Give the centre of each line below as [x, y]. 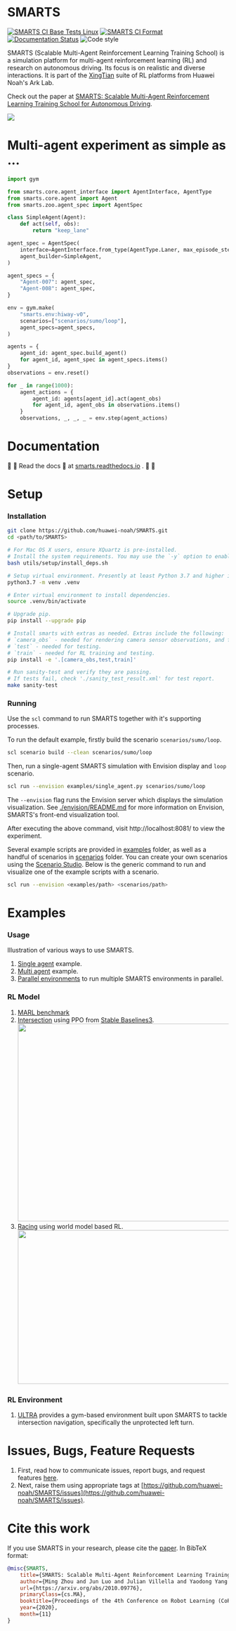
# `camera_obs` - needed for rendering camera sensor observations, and [116, 640]
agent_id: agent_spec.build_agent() [74, 353]
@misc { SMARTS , [28, 1568]
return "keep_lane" [61, 231]
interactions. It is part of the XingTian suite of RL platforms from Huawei [111, 75]
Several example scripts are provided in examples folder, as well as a [107, 850]
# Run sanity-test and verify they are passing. [80, 672]
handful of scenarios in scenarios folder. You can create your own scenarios [118, 857]
